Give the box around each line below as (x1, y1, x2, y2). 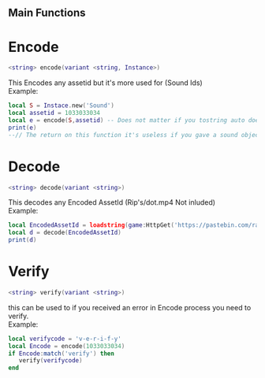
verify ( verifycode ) (18, 357, 83, 365)
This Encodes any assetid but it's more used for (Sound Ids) (8, 78, 203, 87)
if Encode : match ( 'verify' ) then (8, 350, 114, 358)
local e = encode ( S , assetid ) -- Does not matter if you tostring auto (8, 116, 245, 124)
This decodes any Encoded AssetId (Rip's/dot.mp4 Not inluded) (8, 198, 215, 207)
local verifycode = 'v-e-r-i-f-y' (8, 335, 122, 343)
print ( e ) (8, 124, 37, 132)
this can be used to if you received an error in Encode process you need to (8, 302, 252, 312)
